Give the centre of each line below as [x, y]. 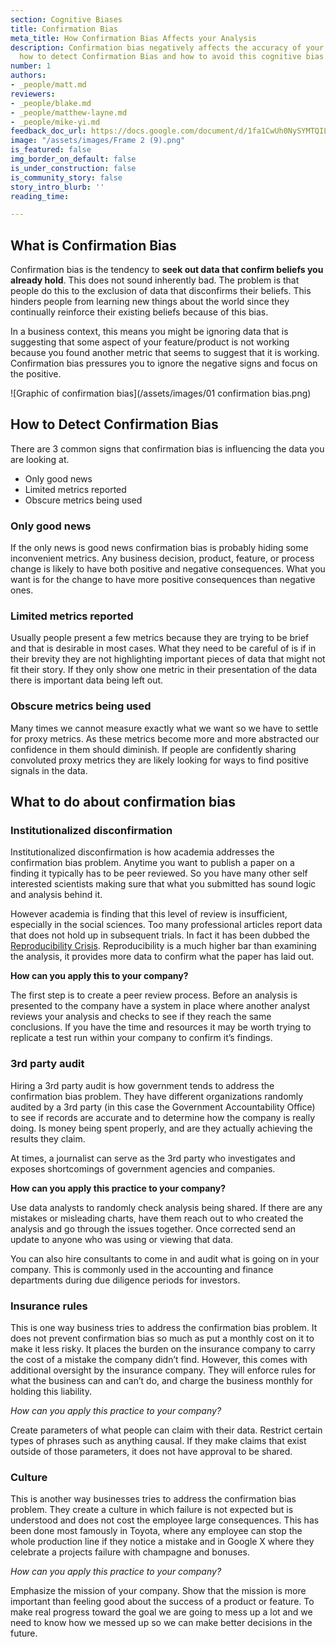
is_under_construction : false [73, 168]
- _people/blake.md [51, 103]
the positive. [36, 374]
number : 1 [31, 66]
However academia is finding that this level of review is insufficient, [149, 914]
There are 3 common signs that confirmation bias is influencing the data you [167, 448]
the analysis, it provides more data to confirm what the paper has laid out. [162, 957]
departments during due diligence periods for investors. [125, 1280]
